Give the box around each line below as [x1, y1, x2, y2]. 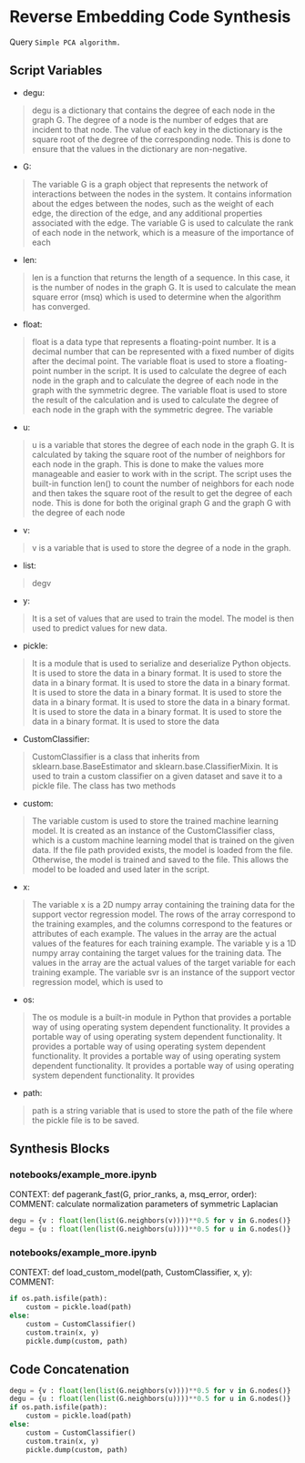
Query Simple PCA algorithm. [9, 36, 121, 47]
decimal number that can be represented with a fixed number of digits [31, 346, 295, 357]
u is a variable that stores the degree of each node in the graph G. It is [31, 439, 295, 450]
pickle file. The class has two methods [31, 780, 176, 791]
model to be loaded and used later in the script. [31, 863, 209, 875]
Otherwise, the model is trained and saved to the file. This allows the [31, 854, 290, 865]
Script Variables [9, 63, 103, 78]
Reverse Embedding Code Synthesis [9, 6, 291, 27]
